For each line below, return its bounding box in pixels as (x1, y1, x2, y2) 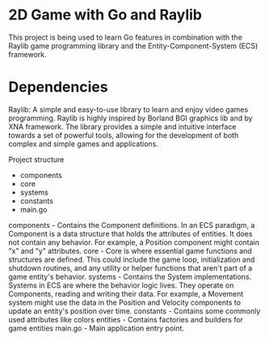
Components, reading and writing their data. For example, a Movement (8, 288, 244, 298)
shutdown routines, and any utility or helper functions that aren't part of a (8, 263, 253, 272)
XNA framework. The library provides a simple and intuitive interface (8, 121, 237, 131)
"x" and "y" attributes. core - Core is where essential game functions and (8, 246, 252, 255)
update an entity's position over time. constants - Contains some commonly (8, 305, 261, 316)
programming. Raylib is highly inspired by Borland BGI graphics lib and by (8, 113, 253, 123)
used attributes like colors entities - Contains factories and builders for (8, 314, 244, 324)
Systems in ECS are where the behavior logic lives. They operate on (8, 280, 234, 290)
